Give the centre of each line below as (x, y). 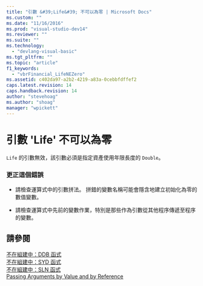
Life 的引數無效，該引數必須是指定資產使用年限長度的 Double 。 (85, 158)
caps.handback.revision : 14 (42, 91)
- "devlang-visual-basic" (45, 52)
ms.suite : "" (23, 40)
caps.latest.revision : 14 (39, 86)
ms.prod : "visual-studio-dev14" (47, 29)
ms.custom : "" (24, 18)
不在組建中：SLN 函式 (34, 269)
